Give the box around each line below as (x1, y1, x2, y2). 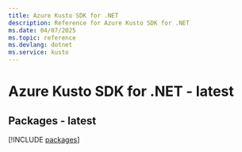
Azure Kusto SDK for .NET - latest (8, 82, 234, 101)
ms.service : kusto (8, 48, 69, 56)
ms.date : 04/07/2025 (8, 26, 77, 34)
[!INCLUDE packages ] (8, 135, 80, 144)
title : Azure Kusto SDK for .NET (8, 11, 119, 20)
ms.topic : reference (8, 33, 77, 42)
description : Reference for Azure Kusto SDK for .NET (8, 19, 190, 27)
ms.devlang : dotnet (8, 41, 73, 49)
